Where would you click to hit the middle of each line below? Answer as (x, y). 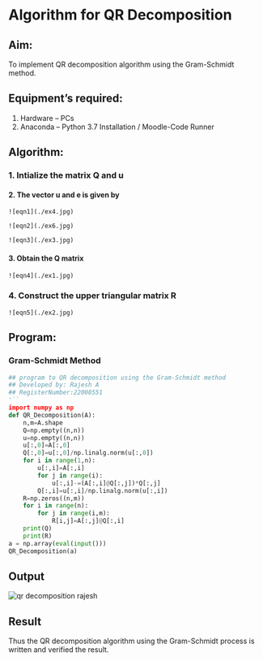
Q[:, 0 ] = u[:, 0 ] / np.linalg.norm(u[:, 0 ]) (88, 453)
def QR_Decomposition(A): (52, 415)
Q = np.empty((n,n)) (54, 430)
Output (26, 576)
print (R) (38, 536)
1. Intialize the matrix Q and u (66, 175)
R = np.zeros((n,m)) (54, 498)
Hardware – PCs (47, 118)
